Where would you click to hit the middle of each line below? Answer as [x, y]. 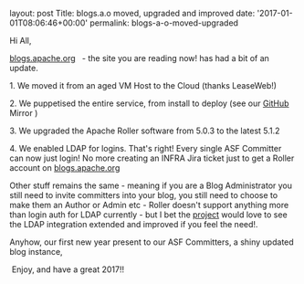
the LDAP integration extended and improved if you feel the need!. [134, 224]
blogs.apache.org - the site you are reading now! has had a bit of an [139, 58]
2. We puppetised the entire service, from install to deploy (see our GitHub [149, 103]
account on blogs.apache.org [65, 168]
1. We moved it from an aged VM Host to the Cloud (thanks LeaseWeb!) [143, 85]
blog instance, [36, 252]
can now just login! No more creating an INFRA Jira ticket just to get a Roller [152, 158]
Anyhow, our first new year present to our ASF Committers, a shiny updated [152, 242]
